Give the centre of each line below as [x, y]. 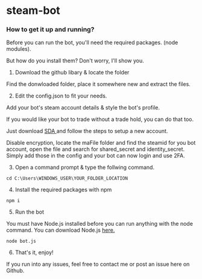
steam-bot [33, 11]
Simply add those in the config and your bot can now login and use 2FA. [96, 156]
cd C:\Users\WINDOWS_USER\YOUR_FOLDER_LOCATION [67, 179]
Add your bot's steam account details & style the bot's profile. [83, 108]
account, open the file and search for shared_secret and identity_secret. [96, 149]
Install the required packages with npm [63, 190]
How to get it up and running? [50, 30]
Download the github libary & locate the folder [72, 73]
